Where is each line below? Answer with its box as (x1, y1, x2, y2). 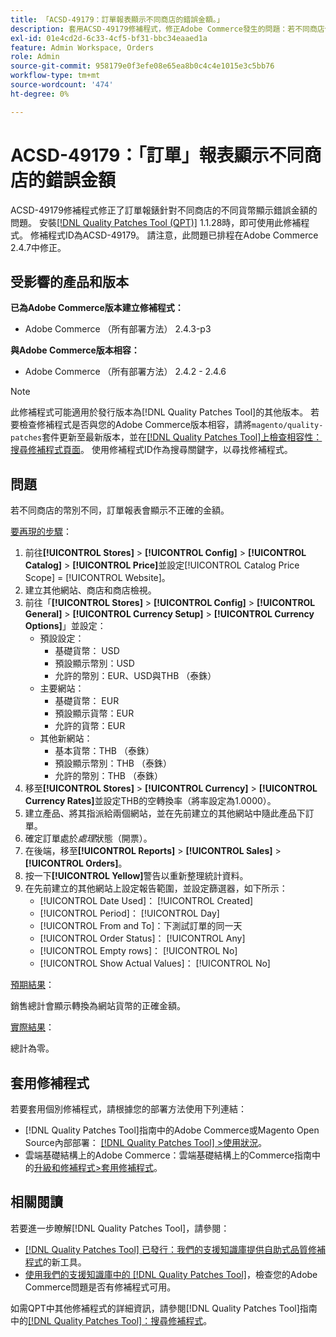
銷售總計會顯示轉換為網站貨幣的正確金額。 (10, 1000, 186, 1012)
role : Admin (10, 52, 60, 62)
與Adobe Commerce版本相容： (10, 344, 140, 356)
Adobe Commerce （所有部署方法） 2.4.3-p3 (24, 323, 212, 335)
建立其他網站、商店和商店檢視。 (24, 584, 157, 596)
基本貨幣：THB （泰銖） (54, 745, 155, 757)
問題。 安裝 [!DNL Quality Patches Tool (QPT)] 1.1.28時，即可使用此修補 (10, 216, 302, 228)
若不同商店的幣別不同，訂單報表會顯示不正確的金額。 (10, 504, 230, 516)
